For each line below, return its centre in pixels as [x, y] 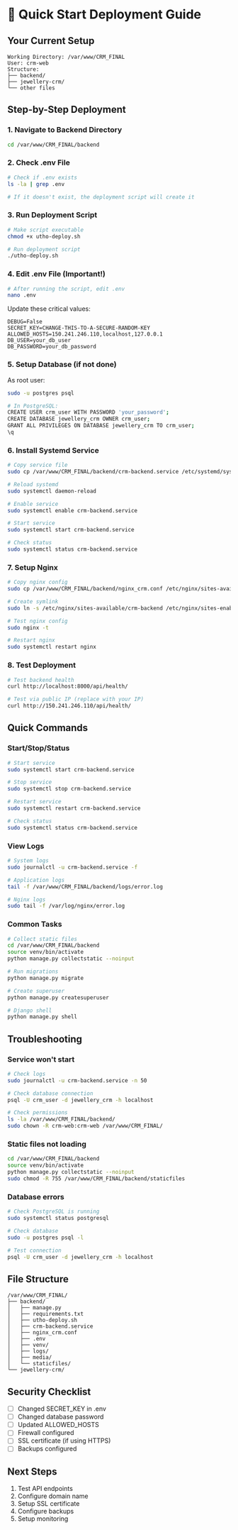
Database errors [36, 1196]
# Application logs [36, 880]
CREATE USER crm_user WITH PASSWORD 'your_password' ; [89, 412]
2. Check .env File [39, 163]
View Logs [26, 846]
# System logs [28, 861]
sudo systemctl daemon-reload [52, 491]
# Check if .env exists [42, 177]
